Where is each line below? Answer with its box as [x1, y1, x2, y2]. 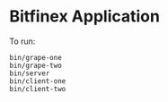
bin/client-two [9, 84, 66, 93]
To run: [9, 36, 36, 47]
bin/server [9, 69, 50, 78]
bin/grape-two [9, 61, 63, 70]
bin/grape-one [9, 53, 63, 62]
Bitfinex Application [9, 6, 160, 27]
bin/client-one [9, 76, 66, 86]
